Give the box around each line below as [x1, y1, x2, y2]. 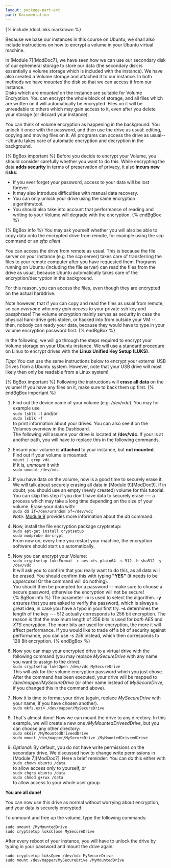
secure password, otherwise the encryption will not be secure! [12, 589, 144, 595]
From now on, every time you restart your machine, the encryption [12, 537, 152, 543]
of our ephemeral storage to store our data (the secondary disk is [5, 62, 143, 68]
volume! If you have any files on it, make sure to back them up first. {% [5, 384, 154, 390]
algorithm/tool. [12, 200, 44, 207]
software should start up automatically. [12, 543, 95, 549]
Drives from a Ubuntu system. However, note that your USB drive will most [5, 363, 162, 370]
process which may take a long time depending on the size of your [12, 498, 153, 504]
